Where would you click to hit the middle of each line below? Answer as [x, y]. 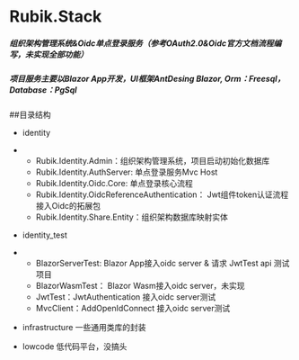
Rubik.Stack [56, 17]
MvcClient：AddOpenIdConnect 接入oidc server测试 [133, 308]
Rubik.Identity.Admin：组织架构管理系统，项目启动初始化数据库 [153, 160]
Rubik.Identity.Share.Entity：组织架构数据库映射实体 [132, 217]
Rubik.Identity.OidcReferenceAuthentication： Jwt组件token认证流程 [162, 194]
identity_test [44, 235]
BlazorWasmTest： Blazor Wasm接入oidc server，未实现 [140, 285]
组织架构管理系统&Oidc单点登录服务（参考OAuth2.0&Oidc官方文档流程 [141, 43]
